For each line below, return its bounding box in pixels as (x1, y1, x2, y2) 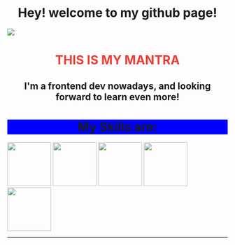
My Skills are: (77, 119, 158, 134)
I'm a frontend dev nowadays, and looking (24, 80, 211, 92)
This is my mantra (55, 52, 180, 68)
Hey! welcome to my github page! (17, 5, 218, 21)
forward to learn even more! (55, 91, 180, 103)
